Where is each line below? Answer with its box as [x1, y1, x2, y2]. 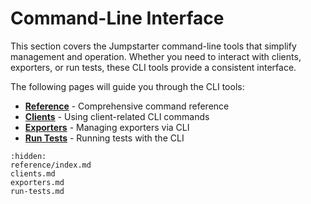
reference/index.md [10, 160, 92, 170]
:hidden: [10, 151, 47, 161]
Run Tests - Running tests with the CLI [24, 132, 185, 144]
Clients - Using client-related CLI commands [24, 110, 210, 122]
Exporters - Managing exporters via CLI [24, 121, 190, 133]
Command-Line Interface [10, 7, 225, 30]
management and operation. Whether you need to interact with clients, [10, 50, 302, 62]
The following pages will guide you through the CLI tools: [10, 80, 245, 92]
